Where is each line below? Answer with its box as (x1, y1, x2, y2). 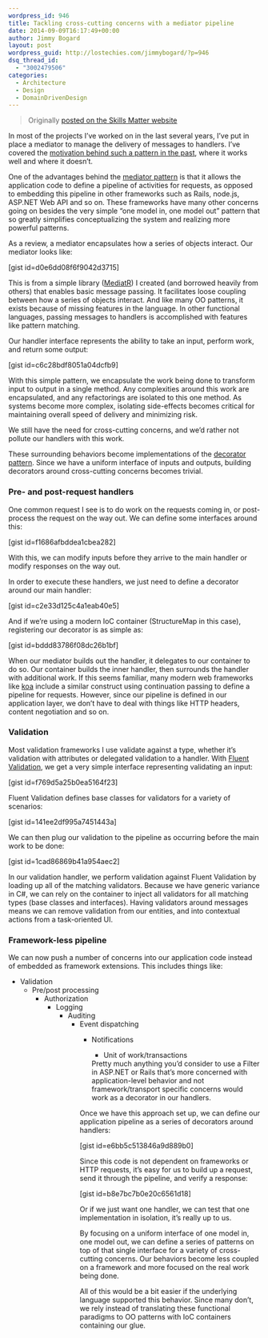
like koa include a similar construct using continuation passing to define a (8, 681, 250, 691)
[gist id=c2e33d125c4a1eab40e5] (8, 601, 120, 610)
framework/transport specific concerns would (91, 1084, 243, 1094)
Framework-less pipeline (8, 934, 107, 946)
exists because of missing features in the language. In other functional (8, 303, 240, 313)
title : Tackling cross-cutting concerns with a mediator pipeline (8, 19, 234, 27)
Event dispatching (79, 1019, 139, 1029)
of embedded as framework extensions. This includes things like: (8, 962, 223, 971)
